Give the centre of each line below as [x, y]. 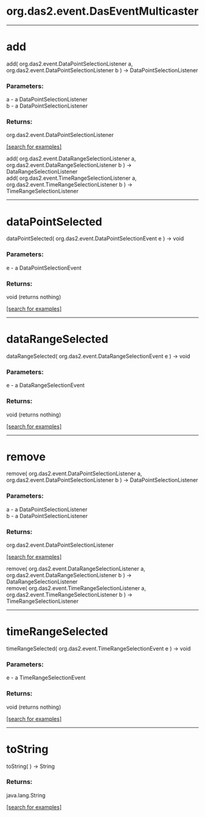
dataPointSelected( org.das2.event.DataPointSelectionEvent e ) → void [95, 238]
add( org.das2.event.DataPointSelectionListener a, [70, 64]
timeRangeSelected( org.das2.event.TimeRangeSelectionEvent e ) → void [99, 649]
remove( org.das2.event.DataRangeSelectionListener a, [76, 569]
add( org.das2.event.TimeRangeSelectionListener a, [72, 178]
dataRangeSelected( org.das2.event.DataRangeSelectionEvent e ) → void [98, 356]
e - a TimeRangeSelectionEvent [46, 678]
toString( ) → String [31, 766]
